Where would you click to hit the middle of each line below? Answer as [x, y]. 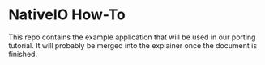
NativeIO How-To [67, 15]
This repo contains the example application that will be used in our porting [132, 37]
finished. [23, 54]
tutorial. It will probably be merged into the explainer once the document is [133, 45]
